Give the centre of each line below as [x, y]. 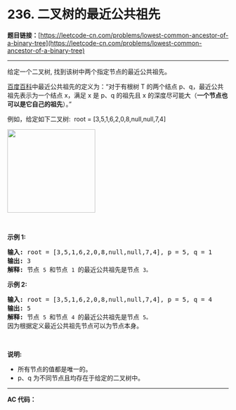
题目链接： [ [24, 35]
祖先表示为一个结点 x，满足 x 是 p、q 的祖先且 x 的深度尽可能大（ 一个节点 [114, 95]
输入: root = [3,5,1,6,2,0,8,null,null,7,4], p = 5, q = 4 [110, 299]
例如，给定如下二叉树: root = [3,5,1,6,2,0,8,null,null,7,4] [87, 119]
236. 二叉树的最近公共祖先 [84, 14]
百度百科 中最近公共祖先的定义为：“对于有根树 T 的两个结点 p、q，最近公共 [116, 86]
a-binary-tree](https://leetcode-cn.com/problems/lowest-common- [105, 43]
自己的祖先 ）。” [52, 104]
